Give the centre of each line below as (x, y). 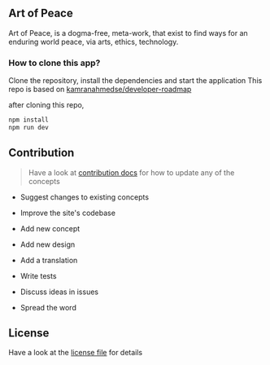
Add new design (48, 244)
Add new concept (50, 228)
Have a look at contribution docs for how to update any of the (131, 172)
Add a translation (49, 260)
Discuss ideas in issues (59, 292)
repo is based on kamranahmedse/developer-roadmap (100, 90)
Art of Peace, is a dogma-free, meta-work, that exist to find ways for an (128, 33)
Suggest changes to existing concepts (84, 197)
